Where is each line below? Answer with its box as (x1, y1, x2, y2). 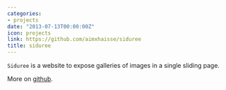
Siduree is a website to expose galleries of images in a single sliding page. (7, 62, 220, 69)
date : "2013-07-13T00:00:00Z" (7, 23, 95, 30)
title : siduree (7, 42, 51, 49)
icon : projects (7, 29, 51, 37)
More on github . (7, 75, 54, 83)
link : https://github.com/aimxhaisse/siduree (7, 36, 141, 43)
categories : (7, 10, 42, 17)
